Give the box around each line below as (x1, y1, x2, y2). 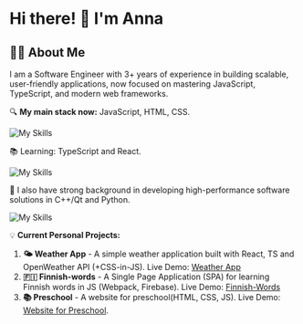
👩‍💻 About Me (9, 45, 86, 60)
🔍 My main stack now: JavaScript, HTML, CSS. (9, 107, 190, 117)
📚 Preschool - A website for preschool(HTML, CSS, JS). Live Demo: (22, 292, 281, 302)
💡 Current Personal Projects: (9, 230, 120, 240)
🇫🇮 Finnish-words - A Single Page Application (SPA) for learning (22, 271, 270, 282)
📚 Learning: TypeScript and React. (9, 146, 141, 156)
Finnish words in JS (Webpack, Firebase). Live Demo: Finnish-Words (22, 282, 281, 292)
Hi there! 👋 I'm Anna (9, 8, 164, 29)
